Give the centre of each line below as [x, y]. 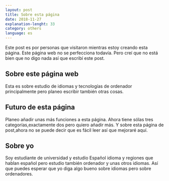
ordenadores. [19, 174]
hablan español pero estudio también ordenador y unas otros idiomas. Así [82, 163]
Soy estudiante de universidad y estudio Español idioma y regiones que [79, 158]
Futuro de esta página [40, 107]
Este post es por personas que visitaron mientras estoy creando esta [76, 48]
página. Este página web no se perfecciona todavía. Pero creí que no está [82, 53]
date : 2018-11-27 [23, 19]
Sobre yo [20, 146]
